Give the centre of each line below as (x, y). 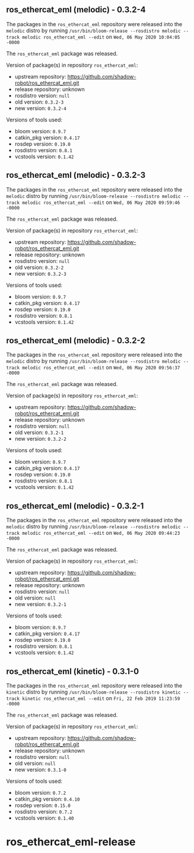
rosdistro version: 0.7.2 (44, 812)
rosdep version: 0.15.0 (43, 805)
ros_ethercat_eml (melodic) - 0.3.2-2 (76, 341)
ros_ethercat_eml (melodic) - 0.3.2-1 (75, 506)
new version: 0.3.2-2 (40, 439)
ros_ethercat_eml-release (71, 842)
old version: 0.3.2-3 (39, 102)
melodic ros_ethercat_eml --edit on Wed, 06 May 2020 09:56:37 (101, 368)
